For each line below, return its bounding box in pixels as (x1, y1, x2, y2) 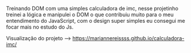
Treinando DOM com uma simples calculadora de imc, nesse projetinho (6, 5, 179, 12)
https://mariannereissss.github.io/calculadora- (72, 35, 185, 41)
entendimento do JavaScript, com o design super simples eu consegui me (6, 17, 186, 24)
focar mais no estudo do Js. (6, 23, 74, 30)
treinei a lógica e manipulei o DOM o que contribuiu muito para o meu (6, 11, 174, 18)
